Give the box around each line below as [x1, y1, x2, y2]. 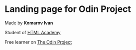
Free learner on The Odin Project [4, 39, 72, 45]
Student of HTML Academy [4, 29, 61, 35]
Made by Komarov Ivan [4, 20, 53, 26]
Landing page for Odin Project [4, 3, 132, 15]
